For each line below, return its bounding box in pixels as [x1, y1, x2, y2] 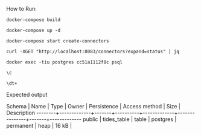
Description [6, 109, 35, 116]
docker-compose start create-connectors [6, 38, 110, 44]
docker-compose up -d [6, 27, 61, 33]
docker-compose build [6, 17, 61, 23]
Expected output [6, 91, 48, 98]
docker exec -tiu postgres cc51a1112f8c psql [6, 59, 123, 65]
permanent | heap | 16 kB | [6, 122, 72, 129]
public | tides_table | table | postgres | [82, 116, 177, 123]
